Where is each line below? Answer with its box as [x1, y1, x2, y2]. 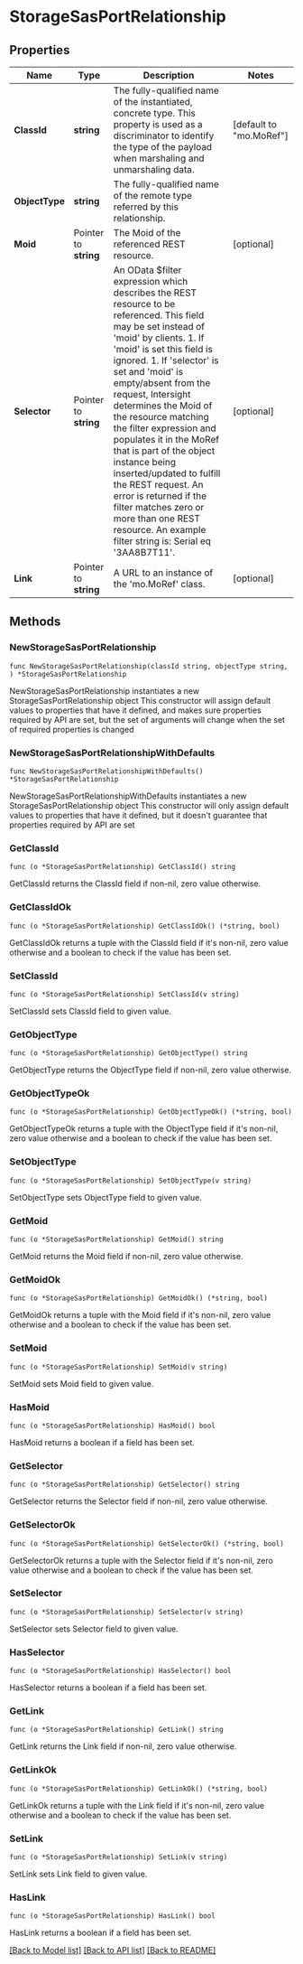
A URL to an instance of [113, 566, 214, 579]
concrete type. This [113, 107, 197, 119]
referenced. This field [113, 309, 205, 322]
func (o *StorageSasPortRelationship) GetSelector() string [9, 1480, 241, 1490]
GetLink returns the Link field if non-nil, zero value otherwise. [9, 1741, 237, 1752]
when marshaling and [113, 152, 205, 164]
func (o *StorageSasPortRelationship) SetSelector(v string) [9, 1607, 244, 1616]
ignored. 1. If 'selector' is [113, 354, 219, 367]
